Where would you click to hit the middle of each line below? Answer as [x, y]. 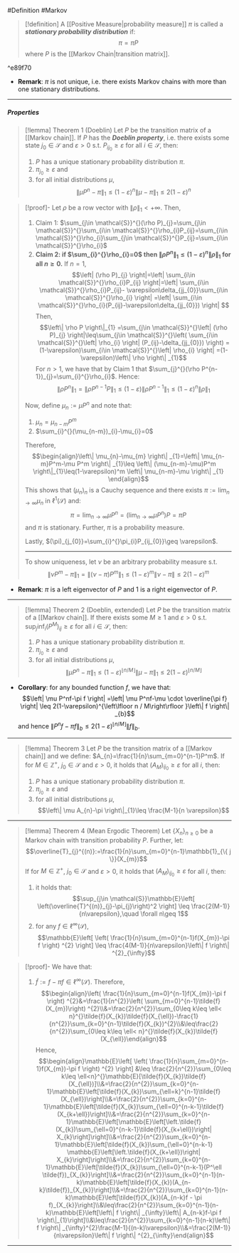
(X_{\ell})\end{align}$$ [134, 1038]
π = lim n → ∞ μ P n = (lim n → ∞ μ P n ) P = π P [128, 515]
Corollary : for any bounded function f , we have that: [94, 688]
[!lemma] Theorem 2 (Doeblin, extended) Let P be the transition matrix [128, 610]
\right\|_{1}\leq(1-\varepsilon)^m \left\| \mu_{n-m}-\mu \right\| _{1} [128, 471]
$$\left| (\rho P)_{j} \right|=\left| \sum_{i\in [134, 274]
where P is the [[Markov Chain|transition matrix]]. [97, 54]
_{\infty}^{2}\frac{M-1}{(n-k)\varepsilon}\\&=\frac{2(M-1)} [147, 1227]
